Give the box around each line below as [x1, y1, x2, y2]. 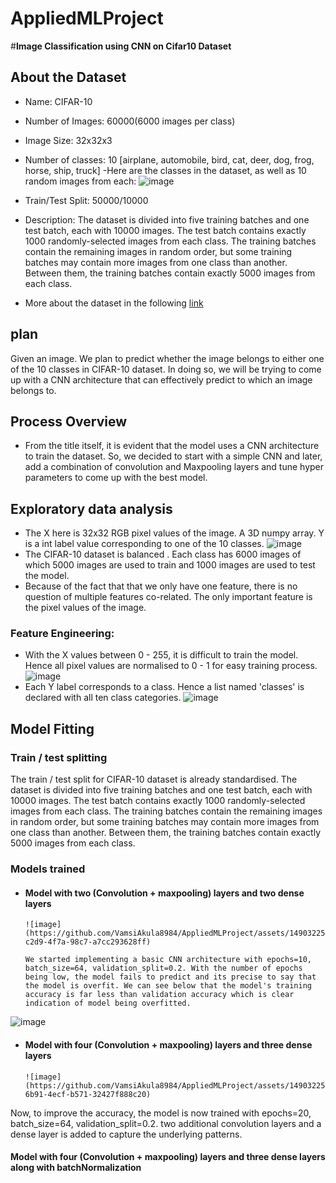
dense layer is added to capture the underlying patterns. [10, 1128, 243, 1140]
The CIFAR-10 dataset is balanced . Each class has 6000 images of [24, 548, 302, 561]
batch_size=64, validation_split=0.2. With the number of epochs [24, 963, 303, 974]
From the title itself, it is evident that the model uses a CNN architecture [24, 440, 320, 452]
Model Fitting [10, 720, 95, 737]
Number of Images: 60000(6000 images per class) [24, 115, 236, 127]
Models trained [10, 862, 86, 876]
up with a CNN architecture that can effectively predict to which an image [10, 373, 313, 386]
